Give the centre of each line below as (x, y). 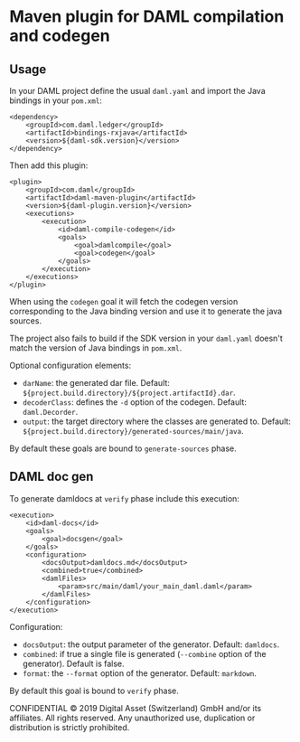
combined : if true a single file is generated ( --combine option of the (144, 653)
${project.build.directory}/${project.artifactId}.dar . (129, 392)
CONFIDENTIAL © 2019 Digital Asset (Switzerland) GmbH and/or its (136, 708)
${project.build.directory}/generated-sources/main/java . (133, 431)
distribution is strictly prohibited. (70, 727)
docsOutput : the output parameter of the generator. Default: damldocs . (151, 644)
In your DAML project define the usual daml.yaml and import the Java (137, 91)
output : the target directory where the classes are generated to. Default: (157, 421)
